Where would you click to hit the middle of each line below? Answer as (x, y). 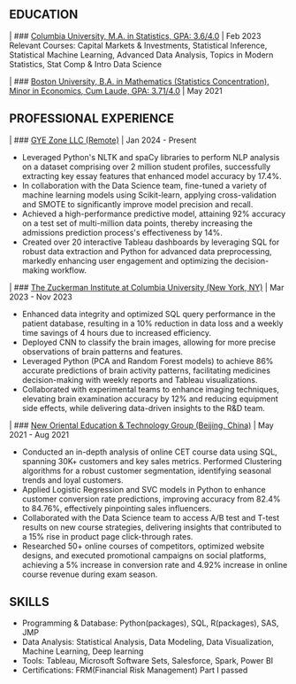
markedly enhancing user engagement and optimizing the (127, 260)
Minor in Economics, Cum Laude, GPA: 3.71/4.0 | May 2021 (116, 90)
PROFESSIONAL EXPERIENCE (92, 119)
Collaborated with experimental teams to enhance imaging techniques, (151, 389)
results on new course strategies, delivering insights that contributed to (152, 527)
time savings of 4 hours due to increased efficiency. (117, 332)
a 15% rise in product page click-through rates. (107, 536)
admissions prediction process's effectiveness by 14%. (122, 232)
